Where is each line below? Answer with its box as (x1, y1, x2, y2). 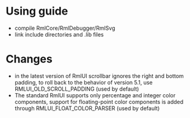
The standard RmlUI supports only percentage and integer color (14, 91, 176, 99)
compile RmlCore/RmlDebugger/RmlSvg (14, 24, 115, 32)
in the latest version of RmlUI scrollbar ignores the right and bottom (14, 72, 184, 80)
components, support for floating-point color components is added (14, 98, 184, 105)
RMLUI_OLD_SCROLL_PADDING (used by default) (14, 85, 139, 92)
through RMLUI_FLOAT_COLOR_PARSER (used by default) (14, 105, 160, 112)
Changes (5, 52, 53, 66)
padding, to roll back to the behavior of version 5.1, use (14, 78, 153, 86)
